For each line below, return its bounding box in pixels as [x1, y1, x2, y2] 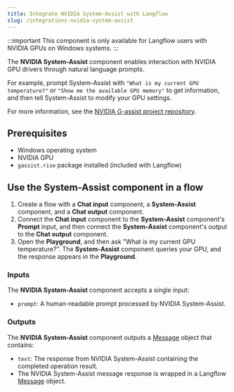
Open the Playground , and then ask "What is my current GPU [17, 237, 196, 246]
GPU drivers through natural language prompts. [7, 65, 145, 73]
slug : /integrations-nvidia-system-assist [7, 17, 134, 24]
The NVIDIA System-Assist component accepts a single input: [7, 286, 190, 294]
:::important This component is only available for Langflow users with [7, 36, 207, 44]
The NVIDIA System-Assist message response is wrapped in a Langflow [17, 369, 226, 377]
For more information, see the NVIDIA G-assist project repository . [7, 107, 197, 115]
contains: [7, 341, 34, 349]
